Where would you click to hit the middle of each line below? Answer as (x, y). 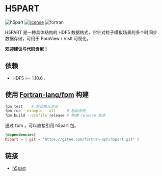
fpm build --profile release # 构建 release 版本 (55, 116)
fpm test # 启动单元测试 (31, 106)
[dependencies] (21, 135)
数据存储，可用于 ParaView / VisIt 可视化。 (48, 38)
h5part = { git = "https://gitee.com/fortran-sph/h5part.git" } (72, 140)
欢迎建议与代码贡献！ (27, 49)
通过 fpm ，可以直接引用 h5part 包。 (42, 125)
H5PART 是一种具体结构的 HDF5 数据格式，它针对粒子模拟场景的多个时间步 (81, 32)
